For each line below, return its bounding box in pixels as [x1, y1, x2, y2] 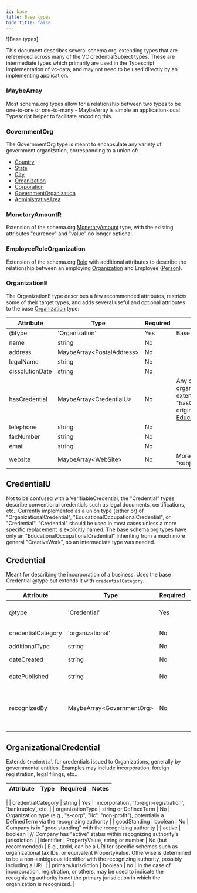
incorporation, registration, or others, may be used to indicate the [6, 868, 164, 875]
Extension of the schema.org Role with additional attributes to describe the [6, 258, 186, 265]
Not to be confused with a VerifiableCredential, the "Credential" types [6, 495, 175, 502]
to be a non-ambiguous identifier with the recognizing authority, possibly [6, 855, 182, 862]
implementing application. [6, 72, 69, 79]
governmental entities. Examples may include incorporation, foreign [6, 764, 169, 771]
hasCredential [9, 395, 48, 403]
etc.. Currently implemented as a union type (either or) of [6, 507, 144, 514]
